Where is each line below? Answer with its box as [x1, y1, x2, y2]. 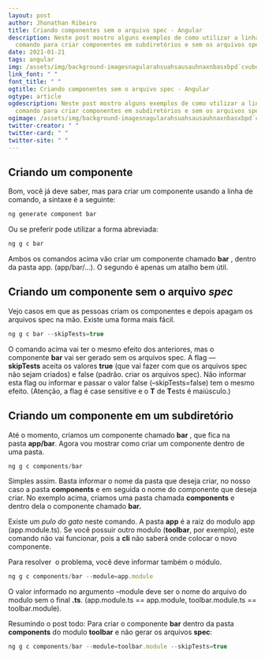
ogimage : [8, 115, 37, 122]
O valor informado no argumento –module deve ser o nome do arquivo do [8, 587, 247, 596]
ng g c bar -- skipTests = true [8, 329, 104, 338]
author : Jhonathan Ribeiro [8, 19, 97, 27]
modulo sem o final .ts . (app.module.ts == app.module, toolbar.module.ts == [8, 596, 257, 605]
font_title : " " [8, 77, 62, 85]
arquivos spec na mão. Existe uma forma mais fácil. [8, 314, 175, 324]
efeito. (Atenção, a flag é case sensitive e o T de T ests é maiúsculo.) [8, 386, 231, 396]
